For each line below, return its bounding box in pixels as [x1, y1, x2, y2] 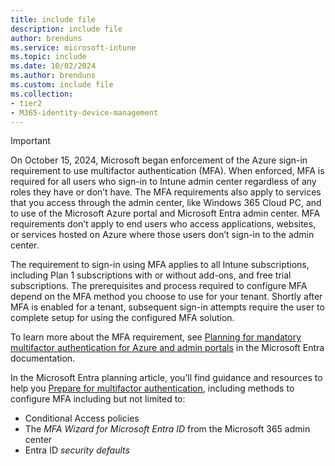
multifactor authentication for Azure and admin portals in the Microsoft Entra [10, 342, 325, 354]
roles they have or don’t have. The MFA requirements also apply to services [10, 186, 322, 198]
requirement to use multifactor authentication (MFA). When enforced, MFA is [10, 165, 325, 177]
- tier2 [10, 98, 43, 108]
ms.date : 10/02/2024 [10, 61, 97, 71]
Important [10, 135, 51, 147]
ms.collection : [10, 89, 74, 99]
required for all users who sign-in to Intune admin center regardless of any [10, 176, 317, 188]
